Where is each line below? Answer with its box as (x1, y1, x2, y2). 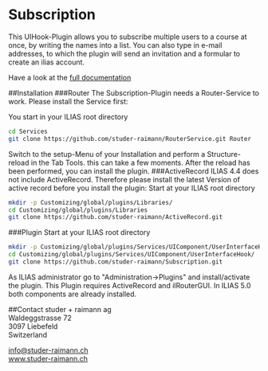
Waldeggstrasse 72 (8, 313, 72, 322)
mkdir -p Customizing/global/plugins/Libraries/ (8, 198, 173, 206)
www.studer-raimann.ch (8, 353, 89, 363)
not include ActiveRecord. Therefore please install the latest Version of (8, 174, 241, 184)
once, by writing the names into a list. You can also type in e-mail (8, 40, 223, 49)
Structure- (207, 149, 242, 158)
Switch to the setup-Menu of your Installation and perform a (8, 149, 206, 158)
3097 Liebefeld (8, 321, 58, 331)
